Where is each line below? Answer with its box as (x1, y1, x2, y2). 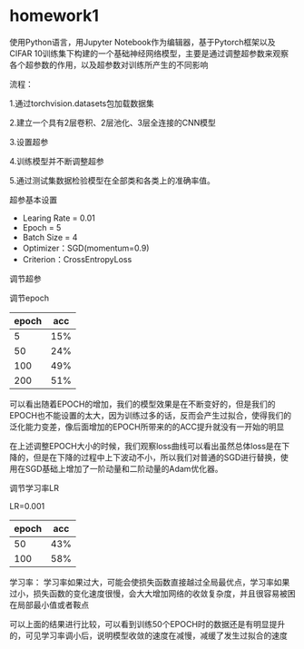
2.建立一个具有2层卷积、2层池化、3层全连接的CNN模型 (9, 117, 216, 128)
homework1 (9, 5, 100, 26)
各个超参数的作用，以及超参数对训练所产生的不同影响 (9, 59, 209, 70)
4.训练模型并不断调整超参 (9, 155, 104, 166)
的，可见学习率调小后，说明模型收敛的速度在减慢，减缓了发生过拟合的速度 (9, 630, 288, 641)
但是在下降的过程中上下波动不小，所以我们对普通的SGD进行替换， (33, 451, 281, 463)
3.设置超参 (9, 136, 49, 147)
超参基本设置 (9, 194, 57, 205)
